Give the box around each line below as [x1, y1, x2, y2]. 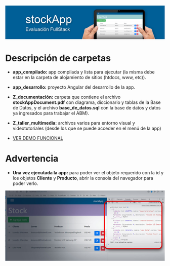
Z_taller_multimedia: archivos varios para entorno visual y [12, 120, 135, 126]
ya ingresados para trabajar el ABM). [12, 110, 90, 117]
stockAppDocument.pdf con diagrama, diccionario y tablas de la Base [12, 99, 161, 105]
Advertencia [5, 153, 59, 165]
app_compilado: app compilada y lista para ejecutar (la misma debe [12, 69, 155, 75]
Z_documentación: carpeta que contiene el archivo [12, 94, 121, 100]
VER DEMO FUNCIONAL [12, 135, 63, 141]
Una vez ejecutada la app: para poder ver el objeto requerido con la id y [12, 170, 164, 176]
